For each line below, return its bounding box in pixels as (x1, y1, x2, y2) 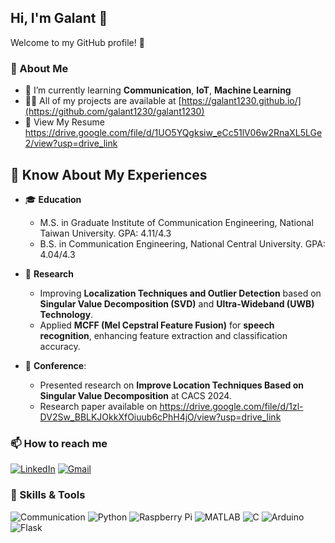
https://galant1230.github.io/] (181, 95, 302, 107)
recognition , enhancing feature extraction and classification (39, 329, 288, 341)
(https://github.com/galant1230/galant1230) (24, 106, 205, 118)
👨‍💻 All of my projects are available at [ (24, 95, 182, 107)
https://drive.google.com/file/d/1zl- (159, 400, 304, 412)
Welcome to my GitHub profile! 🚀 (10, 36, 145, 48)
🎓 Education (24, 193, 82, 205)
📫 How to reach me (10, 436, 108, 450)
